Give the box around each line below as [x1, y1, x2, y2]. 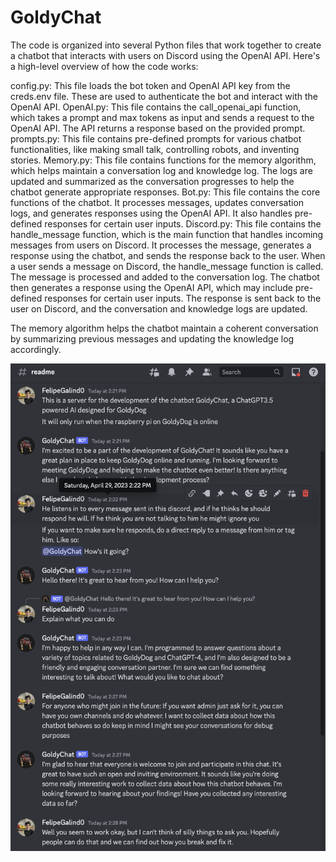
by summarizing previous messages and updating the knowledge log [10, 332, 295, 345]
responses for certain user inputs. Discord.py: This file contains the [44, 217, 322, 230]
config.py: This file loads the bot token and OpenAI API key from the [10, 79, 291, 91]
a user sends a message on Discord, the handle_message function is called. [10, 260, 324, 272]
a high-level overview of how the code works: [10, 60, 199, 72]
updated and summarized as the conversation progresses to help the [10, 175, 295, 187]
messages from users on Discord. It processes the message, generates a [10, 239, 312, 251]
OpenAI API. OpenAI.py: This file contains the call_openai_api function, [10, 101, 302, 113]
